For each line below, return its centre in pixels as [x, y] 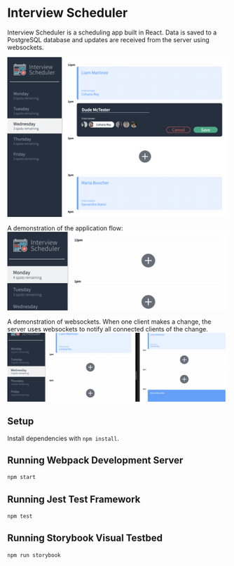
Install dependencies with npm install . [63, 438]
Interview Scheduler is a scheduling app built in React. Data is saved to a [112, 32]
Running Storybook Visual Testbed [85, 538]
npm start [22, 478]
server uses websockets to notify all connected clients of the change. [108, 329]
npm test [20, 516]
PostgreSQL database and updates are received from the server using [108, 39]
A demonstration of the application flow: [65, 228]
